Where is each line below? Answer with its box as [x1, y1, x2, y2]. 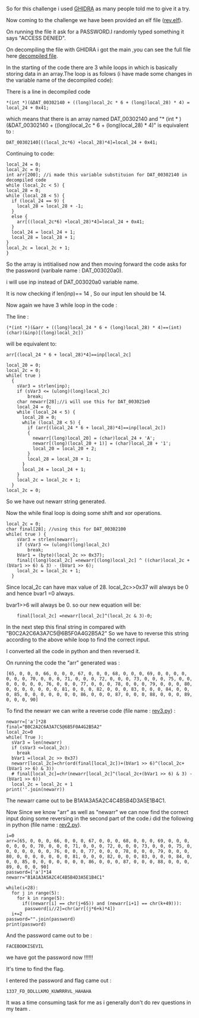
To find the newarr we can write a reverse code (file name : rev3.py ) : [6, 707, 176, 714]
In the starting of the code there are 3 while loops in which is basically [6, 64, 178, 71]
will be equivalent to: [6, 340, 57, 347]
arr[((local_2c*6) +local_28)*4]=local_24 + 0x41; [17, 219, 145, 225]
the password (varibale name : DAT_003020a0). [6, 267, 123, 274]
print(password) [6, 921, 46, 927]
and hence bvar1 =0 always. [6, 590, 75, 597]
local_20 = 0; [6, 362, 42, 368]
